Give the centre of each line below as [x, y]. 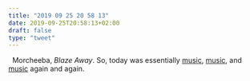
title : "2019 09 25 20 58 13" [59, 15]
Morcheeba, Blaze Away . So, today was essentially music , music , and [127, 60]
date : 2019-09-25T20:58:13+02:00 [64, 23]
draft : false [30, 30]
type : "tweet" [32, 38]
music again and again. [46, 69]
